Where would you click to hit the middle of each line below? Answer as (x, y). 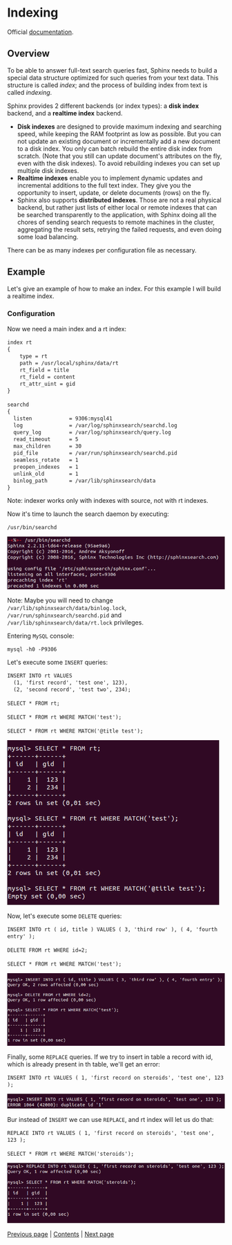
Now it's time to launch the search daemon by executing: (88, 514)
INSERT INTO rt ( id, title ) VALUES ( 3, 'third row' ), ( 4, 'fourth (112, 929)
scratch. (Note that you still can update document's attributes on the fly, (119, 156)
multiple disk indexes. (48, 170)
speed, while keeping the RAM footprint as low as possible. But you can (119, 133)
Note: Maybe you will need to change (60, 600)
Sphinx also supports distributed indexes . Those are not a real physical (119, 200)
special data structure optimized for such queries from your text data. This (113, 77)
